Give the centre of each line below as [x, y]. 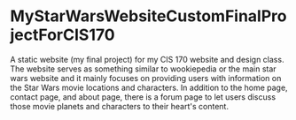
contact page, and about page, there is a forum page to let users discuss [143, 97]
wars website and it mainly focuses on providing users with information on [146, 78]
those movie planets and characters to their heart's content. [120, 106]
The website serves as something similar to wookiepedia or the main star [144, 69]
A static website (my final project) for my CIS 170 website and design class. [147, 59]
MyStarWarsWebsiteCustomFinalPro [148, 16]
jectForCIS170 [62, 35]
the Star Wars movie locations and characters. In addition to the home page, [149, 87]
